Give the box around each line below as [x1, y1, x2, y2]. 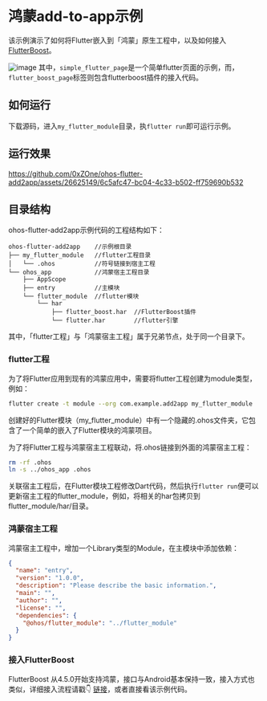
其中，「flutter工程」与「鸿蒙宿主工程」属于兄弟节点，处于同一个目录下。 [8, 332, 250, 341]
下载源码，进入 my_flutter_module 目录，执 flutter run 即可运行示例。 [8, 121, 236, 131]
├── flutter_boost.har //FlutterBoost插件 [51, 308, 196, 316]
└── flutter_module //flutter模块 [22, 292, 140, 301]
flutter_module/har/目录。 [8, 501, 94, 511]
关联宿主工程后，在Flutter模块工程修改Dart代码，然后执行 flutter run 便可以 [8, 481, 259, 491]
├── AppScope [22, 275, 67, 283]
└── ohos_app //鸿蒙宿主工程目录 [8, 268, 150, 277]
